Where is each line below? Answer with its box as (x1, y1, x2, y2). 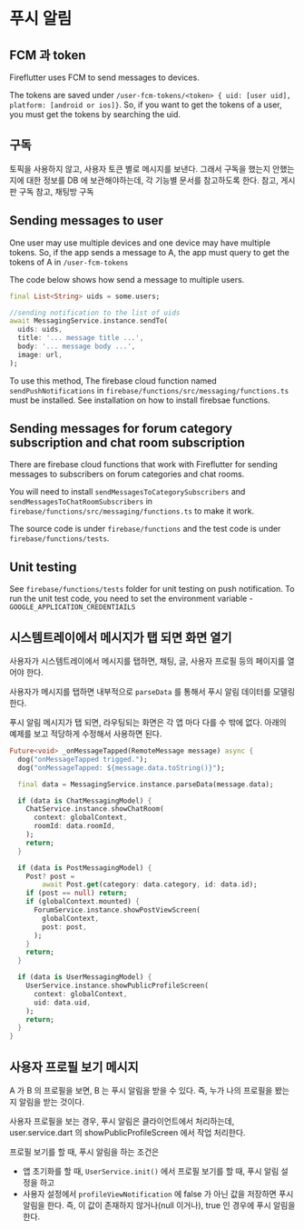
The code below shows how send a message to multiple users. (9, 274, 245, 285)
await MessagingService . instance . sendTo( (9, 316, 169, 325)
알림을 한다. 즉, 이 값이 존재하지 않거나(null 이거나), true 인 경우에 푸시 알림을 (22, 1200, 296, 1210)
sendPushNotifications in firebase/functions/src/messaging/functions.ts (9, 385, 289, 395)
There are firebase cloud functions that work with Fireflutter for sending (9, 459, 279, 470)
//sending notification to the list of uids (9, 308, 181, 317)
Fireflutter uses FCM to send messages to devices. (9, 72, 200, 83)
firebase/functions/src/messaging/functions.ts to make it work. (9, 505, 255, 516)
